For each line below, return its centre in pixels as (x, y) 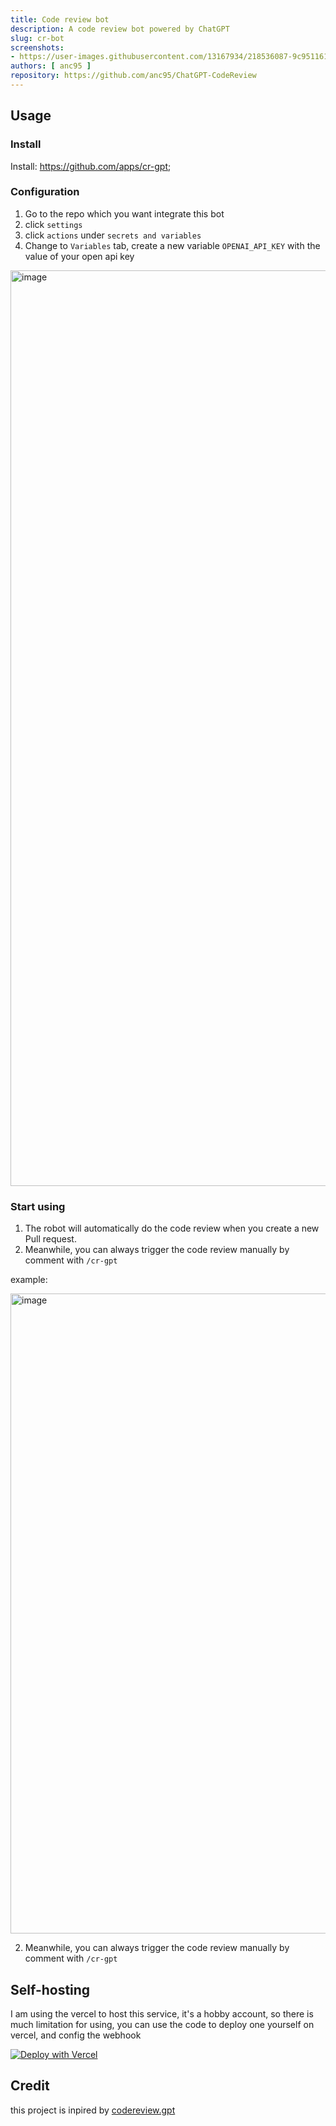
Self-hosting (50, 1989)
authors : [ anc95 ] (51, 66)
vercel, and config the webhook (76, 2035)
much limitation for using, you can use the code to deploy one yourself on (162, 2024)
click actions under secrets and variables (113, 235)
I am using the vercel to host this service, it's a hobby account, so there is (162, 2013)
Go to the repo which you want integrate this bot (124, 213)
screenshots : (37, 47)
